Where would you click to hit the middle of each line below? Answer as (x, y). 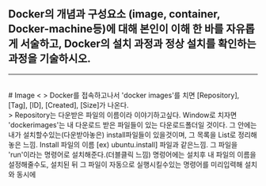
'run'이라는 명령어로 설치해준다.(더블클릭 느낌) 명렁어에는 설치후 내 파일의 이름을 (132, 154)
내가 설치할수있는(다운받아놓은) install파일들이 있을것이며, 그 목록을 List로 (122, 135)
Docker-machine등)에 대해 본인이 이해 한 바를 (116, 29)
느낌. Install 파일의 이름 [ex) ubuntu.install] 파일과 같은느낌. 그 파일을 (130, 144)
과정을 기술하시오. (49, 59)
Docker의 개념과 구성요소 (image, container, (114, 14)
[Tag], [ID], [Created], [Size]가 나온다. (68, 104)
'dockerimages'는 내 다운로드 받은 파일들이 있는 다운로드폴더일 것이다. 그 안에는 (133, 124)
